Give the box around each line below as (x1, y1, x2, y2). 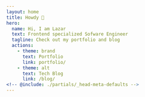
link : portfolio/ (22, 59, 66, 65)
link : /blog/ (22, 76, 56, 82)
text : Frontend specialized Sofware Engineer (11, 31, 129, 37)
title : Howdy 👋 (6, 14, 45, 20)
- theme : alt (17, 64, 50, 71)
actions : (11, 43, 34, 49)
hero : (6, 20, 20, 26)
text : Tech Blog (22, 70, 63, 77)
